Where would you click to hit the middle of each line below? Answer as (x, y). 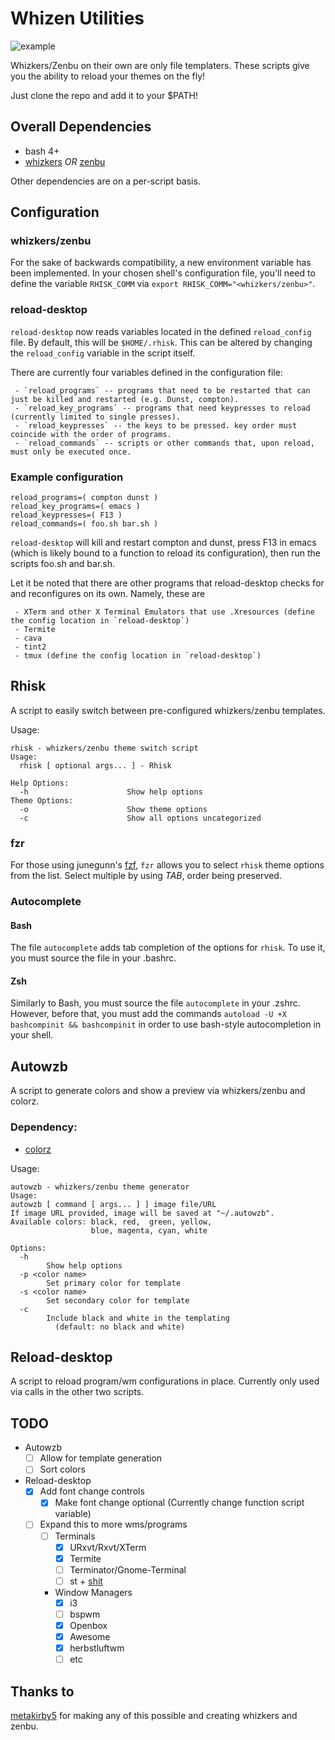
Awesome (90, 1637)
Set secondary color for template (118, 1300)
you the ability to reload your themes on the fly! (108, 76)
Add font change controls (92, 1491)
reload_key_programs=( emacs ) (75, 507)
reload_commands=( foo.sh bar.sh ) (84, 524)
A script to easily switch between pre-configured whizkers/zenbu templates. (168, 710)
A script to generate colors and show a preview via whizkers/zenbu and (158, 1091)
